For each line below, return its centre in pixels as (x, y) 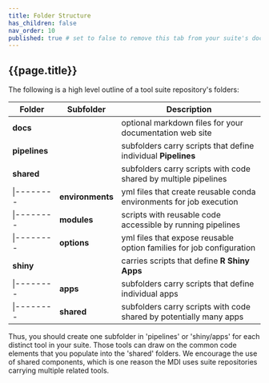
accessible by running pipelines (181, 225)
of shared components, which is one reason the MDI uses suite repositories (133, 362)
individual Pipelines (159, 156)
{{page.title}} (43, 70)
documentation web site (167, 133)
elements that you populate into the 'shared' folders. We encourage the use (133, 353)
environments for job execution (180, 202)
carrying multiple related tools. (59, 371)
